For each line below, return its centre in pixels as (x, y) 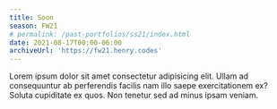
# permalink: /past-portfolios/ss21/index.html (100, 34)
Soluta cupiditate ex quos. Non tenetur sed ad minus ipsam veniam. (134, 96)
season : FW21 (34, 26)
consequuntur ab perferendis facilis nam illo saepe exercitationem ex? (139, 86)
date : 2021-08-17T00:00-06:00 (66, 42)
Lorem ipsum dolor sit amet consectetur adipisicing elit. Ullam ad (129, 76)
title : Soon (31, 17)
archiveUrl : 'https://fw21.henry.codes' (86, 51)
